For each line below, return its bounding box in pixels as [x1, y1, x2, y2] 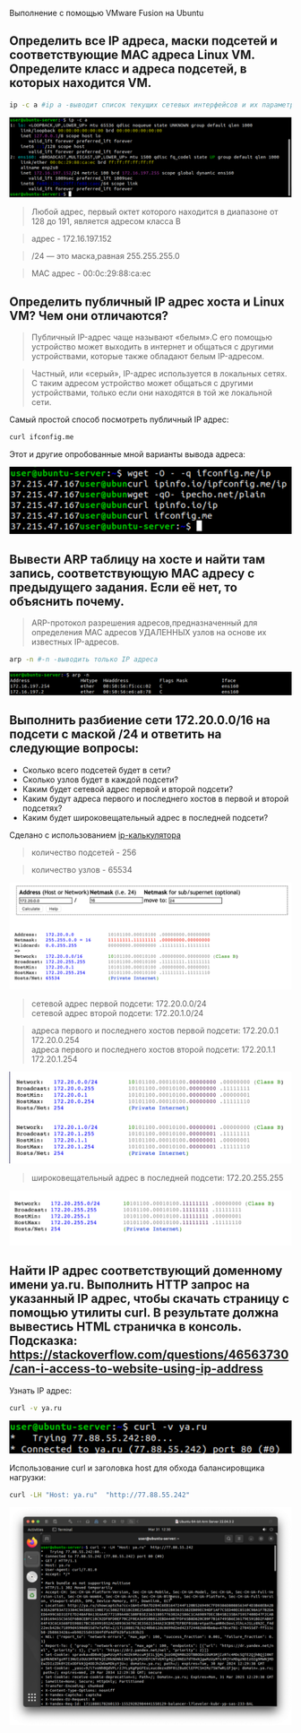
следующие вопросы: [9, 741, 140, 756]
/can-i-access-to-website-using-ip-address [9, 1361, 264, 1376]
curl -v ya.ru [9, 1403, 63, 1412]
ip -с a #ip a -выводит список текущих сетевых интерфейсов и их [9, 100, 258, 109]
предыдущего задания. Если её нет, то [9, 580, 237, 595]
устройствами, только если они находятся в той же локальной [30, 387, 273, 398]
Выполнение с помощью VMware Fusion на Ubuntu [9, 8, 204, 18]
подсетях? [21, 802, 63, 814]
